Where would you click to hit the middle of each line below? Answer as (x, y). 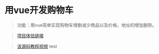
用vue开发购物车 (39, 10)
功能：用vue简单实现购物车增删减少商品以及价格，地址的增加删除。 (87, 25)
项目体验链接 (30, 35)
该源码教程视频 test (37, 46)
